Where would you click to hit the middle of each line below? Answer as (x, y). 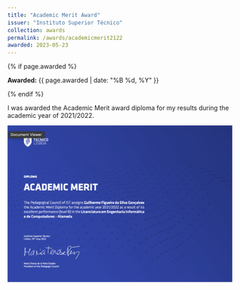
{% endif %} (26, 94)
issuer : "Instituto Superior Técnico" (65, 22)
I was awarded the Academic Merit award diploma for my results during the (118, 108)
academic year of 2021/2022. (51, 116)
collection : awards (36, 30)
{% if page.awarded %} (42, 66)
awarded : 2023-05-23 (38, 45)
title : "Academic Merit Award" (54, 15)
